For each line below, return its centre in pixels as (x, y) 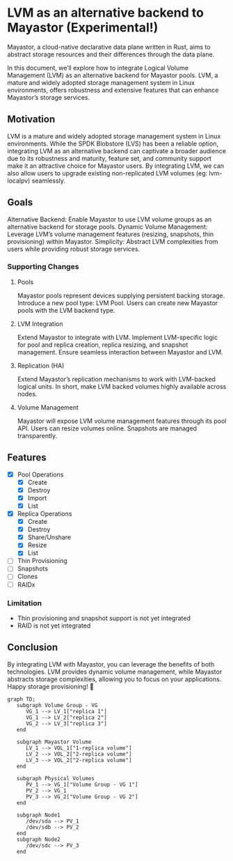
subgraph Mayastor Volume (54, 742)
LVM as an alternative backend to (105, 13)
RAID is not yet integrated (54, 626)
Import (37, 498)
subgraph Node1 (38, 815)
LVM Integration (40, 324)
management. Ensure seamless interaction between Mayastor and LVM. (120, 352)
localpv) (19, 180)
